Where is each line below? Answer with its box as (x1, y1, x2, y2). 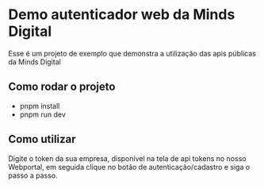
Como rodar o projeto (8, 80, 116, 94)
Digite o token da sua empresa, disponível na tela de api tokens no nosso (8, 153, 247, 163)
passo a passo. (8, 171, 58, 180)
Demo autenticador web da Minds (8, 6, 235, 24)
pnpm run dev (19, 109, 66, 119)
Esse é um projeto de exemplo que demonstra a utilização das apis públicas (8, 48, 256, 58)
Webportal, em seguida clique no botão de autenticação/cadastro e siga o (8, 162, 251, 171)
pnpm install (19, 101, 60, 110)
